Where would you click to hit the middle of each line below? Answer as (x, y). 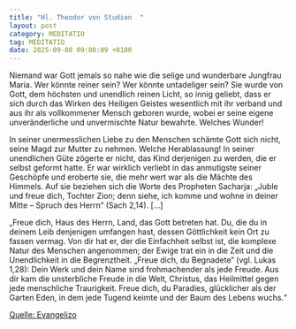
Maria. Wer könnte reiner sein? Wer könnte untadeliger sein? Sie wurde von (146, 85)
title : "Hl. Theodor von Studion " (76, 17)
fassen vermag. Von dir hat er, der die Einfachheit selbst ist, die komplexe (143, 241)
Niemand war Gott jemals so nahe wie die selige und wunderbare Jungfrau (145, 75)
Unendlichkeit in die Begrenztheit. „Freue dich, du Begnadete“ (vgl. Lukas (143, 260)
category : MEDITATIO (47, 34)
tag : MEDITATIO (37, 42)
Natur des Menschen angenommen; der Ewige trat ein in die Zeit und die (141, 251)
